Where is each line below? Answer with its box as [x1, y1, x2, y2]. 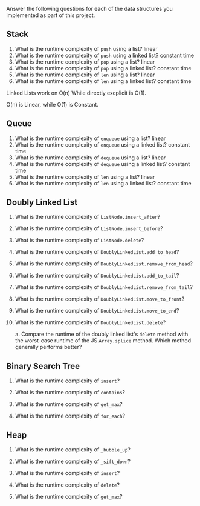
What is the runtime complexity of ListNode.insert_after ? [15, 213, 161, 221]
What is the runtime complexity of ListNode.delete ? [15, 236, 144, 244]
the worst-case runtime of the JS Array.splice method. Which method [15, 337, 192, 344]
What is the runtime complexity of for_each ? [15, 412, 126, 420]
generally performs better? [15, 344, 82, 351]
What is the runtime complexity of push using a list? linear [15, 45, 158, 52]
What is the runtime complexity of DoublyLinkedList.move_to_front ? [15, 295, 185, 302]
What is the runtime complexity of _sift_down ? [15, 458, 131, 465]
